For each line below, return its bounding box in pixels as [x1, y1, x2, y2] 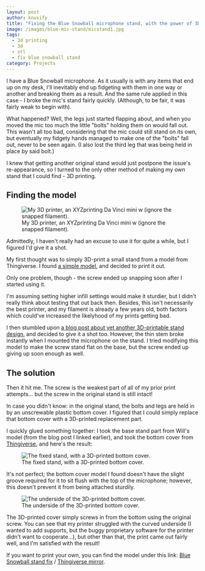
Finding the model [6, 190, 77, 200]
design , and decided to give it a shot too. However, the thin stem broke [6, 330, 184, 338]
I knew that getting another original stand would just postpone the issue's [6, 159, 191, 166]
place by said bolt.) [6, 147, 55, 155]
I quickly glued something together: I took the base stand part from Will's [6, 427, 190, 435]
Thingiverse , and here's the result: [6, 440, 93, 447]
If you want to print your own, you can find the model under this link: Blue [6, 551, 191, 559]
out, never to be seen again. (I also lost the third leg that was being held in [6, 141, 192, 148]
